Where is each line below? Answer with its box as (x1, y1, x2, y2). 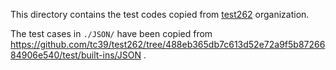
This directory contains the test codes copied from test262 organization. (10, 9, 310, 20)
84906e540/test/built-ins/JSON (10, 49, 142, 61)
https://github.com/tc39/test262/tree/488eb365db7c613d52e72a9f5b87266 (10, 39, 326, 50)
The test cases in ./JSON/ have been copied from (10, 28, 213, 39)
